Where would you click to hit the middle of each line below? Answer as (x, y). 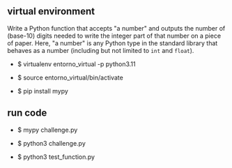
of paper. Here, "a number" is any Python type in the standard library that (113, 43)
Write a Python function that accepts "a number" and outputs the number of (116, 28)
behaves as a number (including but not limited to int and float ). (101, 50)
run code (27, 113)
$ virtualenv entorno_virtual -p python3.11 (76, 64)
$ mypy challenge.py (47, 130)
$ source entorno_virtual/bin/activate (70, 77)
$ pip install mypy (42, 91)
